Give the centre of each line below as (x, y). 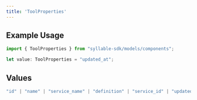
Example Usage (35, 36)
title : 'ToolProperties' (36, 11)
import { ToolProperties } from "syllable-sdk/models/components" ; (90, 49)
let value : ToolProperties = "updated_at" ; (60, 59)
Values (19, 78)
